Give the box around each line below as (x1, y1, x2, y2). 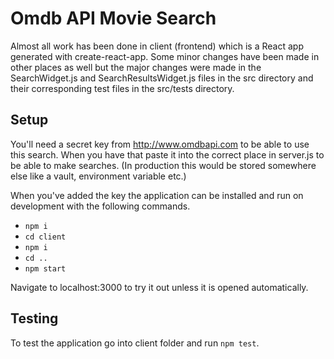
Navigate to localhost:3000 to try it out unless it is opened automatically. (10, 281, 309, 293)
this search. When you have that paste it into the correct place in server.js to (10, 148, 325, 161)
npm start (24, 263, 67, 274)
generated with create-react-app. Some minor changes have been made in (10, 50, 320, 62)
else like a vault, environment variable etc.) (10, 170, 187, 182)
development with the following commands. (10, 200, 191, 212)
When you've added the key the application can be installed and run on (10, 189, 304, 201)
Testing (10, 310, 59, 327)
